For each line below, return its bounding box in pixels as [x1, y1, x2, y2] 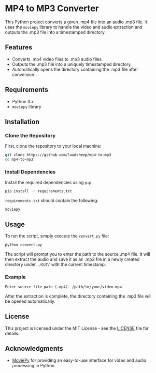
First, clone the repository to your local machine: [5, 143, 101, 149]
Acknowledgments [5, 344, 64, 353]
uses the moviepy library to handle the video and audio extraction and [5, 24, 142, 30]
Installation [5, 117, 40, 126]
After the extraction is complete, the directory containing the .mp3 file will [5, 294, 152, 299]
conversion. [12, 71, 36, 78]
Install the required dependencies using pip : [5, 180, 93, 186]
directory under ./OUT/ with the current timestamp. [5, 261, 106, 267]
